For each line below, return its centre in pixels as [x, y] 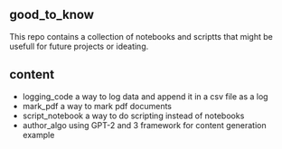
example [38, 135]
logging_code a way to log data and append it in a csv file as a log [145, 96]
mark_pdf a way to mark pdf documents [97, 106]
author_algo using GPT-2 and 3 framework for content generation [144, 125]
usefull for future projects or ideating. [79, 46]
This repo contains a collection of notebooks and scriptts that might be [141, 36]
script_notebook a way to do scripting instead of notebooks [133, 116]
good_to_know [52, 15]
